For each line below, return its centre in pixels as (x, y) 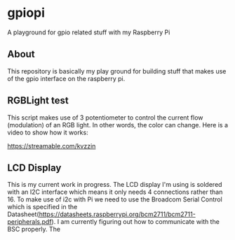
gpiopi (26, 13)
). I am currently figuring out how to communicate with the (135, 222)
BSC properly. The (34, 230)
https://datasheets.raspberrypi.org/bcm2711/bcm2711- (117, 214)
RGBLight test (38, 100)
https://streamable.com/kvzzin (52, 146)
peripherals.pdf (29, 222)
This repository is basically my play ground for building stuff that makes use (117, 71)
